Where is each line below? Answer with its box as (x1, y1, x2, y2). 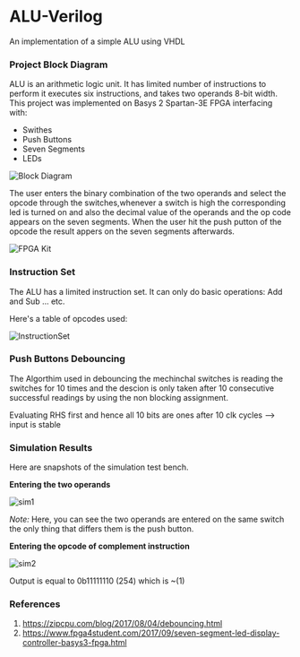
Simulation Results (9, 441, 93, 454)
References (9, 598, 61, 610)
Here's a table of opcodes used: (9, 313, 128, 324)
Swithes (21, 125, 53, 135)
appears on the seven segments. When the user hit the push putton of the (9, 217, 282, 228)
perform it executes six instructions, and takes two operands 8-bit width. (9, 88, 278, 99)
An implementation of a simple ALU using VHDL (9, 36, 185, 47)
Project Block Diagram (9, 58, 108, 71)
